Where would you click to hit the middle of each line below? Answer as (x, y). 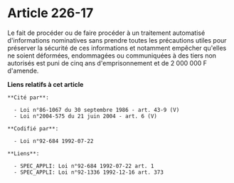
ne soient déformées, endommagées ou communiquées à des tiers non (112, 56)
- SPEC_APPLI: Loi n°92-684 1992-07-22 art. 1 (84, 166)
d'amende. (23, 70)
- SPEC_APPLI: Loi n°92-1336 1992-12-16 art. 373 (89, 172)
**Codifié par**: (33, 129)
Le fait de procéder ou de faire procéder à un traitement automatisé (106, 33)
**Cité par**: (28, 98)
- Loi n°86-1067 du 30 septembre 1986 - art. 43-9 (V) (97, 110)
